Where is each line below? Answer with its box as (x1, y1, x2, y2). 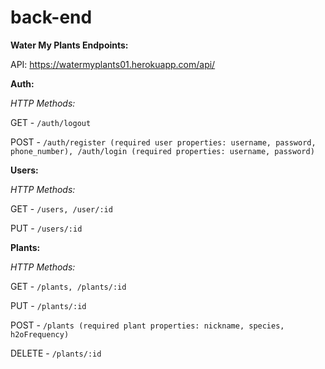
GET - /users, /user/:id (10, 202, 113, 215)
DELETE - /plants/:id (10, 347, 102, 359)
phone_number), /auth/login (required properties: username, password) (10, 146, 315, 156)
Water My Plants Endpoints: (10, 39, 129, 51)
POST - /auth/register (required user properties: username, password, (10, 136, 317, 148)
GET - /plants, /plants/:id (10, 280, 127, 292)
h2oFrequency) (10, 329, 70, 340)
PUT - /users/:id (10, 222, 83, 234)
